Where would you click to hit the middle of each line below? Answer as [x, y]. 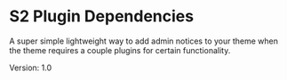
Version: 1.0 [31, 68]
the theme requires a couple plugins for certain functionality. [120, 50]
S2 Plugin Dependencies [101, 16]
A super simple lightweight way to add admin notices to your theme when [143, 41]
